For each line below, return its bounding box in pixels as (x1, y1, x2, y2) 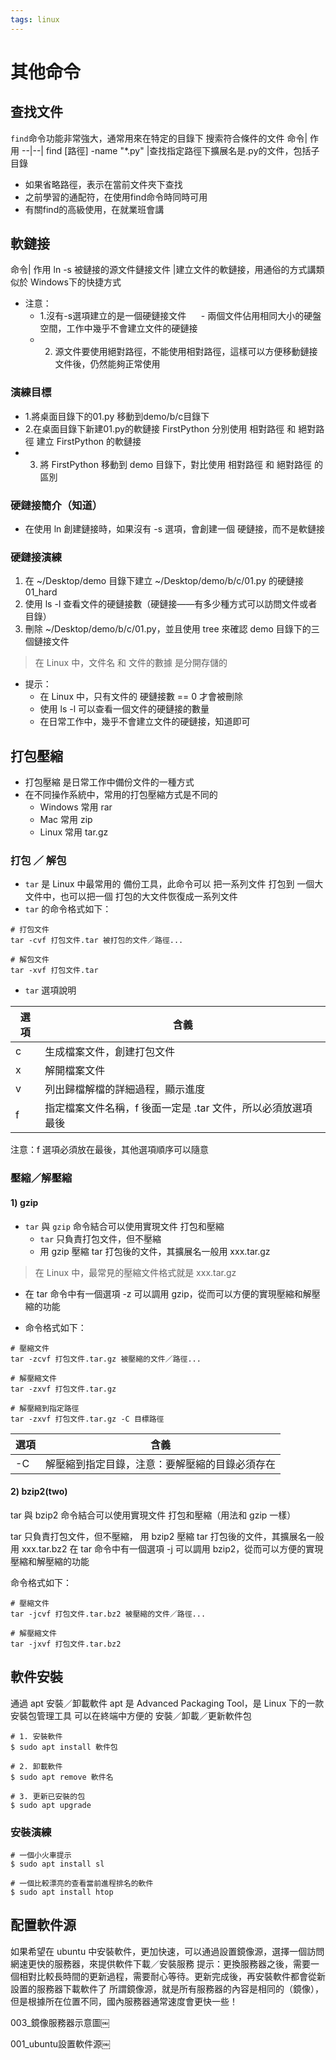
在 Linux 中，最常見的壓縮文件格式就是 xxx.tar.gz (34, 1266, 237, 1278)
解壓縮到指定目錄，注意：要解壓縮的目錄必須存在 (45, 1457, 277, 1471)
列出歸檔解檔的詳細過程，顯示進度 (44, 1082, 206, 1096)
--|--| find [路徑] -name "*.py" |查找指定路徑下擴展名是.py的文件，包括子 (21, 144, 320, 156)
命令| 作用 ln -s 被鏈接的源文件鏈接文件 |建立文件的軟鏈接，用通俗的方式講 (10, 264, 317, 276)
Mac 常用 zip (39, 814, 93, 826)
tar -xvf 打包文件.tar (10, 966, 99, 976)
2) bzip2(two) (10, 1486, 68, 1498)
